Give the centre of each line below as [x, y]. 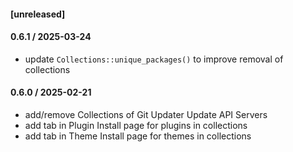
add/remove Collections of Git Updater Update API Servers [146, 114]
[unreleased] [38, 14]
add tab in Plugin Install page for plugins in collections [136, 125]
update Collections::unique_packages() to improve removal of [154, 59]
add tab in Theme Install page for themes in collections [138, 136]
